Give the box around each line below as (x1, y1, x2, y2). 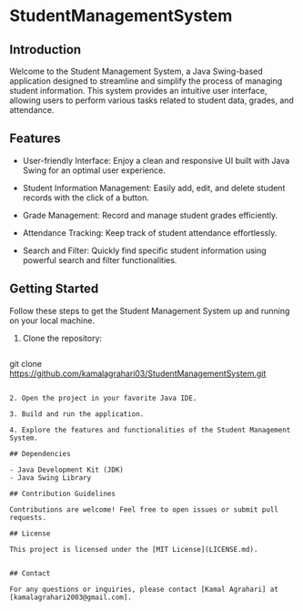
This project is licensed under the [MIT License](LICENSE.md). (9, 545, 258, 554)
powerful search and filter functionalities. (22, 254, 177, 265)
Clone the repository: (22, 332, 103, 343)
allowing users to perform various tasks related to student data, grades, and (9, 95, 294, 106)
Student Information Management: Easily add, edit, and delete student (22, 182, 286, 193)
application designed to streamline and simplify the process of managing (9, 76, 283, 87)
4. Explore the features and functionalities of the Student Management (9, 425, 291, 434)
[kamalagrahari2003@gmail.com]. (9, 593, 132, 602)
